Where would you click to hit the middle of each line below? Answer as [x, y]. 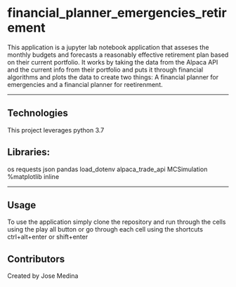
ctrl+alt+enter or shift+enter [48, 237]
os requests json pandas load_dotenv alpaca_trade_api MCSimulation [107, 169]
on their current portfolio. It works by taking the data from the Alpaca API [113, 62]
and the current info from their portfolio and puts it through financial [105, 69]
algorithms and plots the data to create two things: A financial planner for [113, 77]
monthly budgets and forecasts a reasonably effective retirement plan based [118, 55]
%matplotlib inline [33, 176]
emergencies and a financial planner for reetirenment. [85, 84]
